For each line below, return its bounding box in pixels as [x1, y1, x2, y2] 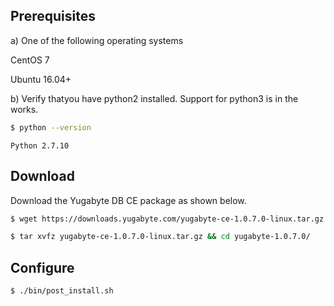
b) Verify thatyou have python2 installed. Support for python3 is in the [10, 92, 299, 104]
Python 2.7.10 [10, 140, 70, 151]
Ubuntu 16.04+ [10, 73, 72, 85]
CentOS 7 [10, 54, 50, 66]
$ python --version [10, 122, 92, 133]
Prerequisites [10, 8, 96, 25]
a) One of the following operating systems [10, 34, 184, 46]
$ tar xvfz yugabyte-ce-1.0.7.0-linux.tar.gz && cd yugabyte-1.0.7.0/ [10, 232, 311, 242]
